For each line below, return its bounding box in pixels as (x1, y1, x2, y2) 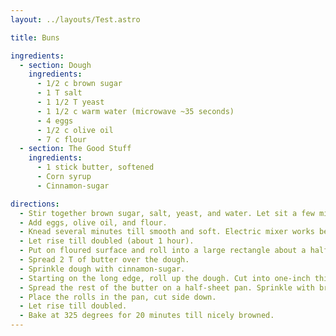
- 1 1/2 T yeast (36, 97, 105, 107)
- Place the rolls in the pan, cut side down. (19, 292, 217, 302)
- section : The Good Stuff (19, 144, 132, 154)
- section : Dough (19, 60, 92, 70)
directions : (10, 199, 60, 209)
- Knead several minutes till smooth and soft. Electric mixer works (19, 227, 315, 237)
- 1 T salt (36, 88, 83, 98)
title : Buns (10, 32, 60, 43)
